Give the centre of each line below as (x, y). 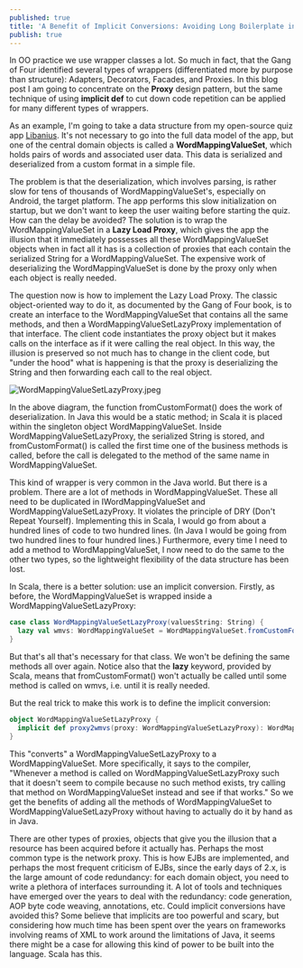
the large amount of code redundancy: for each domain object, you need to (149, 877)
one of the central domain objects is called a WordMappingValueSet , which (151, 145)
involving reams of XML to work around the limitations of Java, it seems (142, 935)
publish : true (36, 34)
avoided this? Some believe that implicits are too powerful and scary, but (144, 916)
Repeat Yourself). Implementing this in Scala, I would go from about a (138, 521)
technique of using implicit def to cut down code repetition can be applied (147, 99)
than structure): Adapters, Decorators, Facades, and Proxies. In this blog (144, 80)
